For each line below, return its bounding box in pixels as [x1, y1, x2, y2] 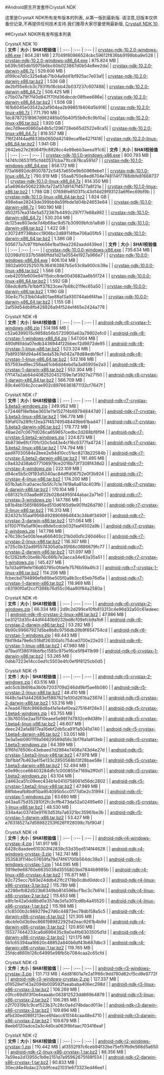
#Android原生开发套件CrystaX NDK [5, 4, 76, 10]
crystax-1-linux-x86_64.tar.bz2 [5, 356, 67, 362]
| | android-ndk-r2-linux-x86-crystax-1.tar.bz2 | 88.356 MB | [5, 1049, 126, 1055]
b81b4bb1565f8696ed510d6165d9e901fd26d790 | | [5, 502, 108, 508]
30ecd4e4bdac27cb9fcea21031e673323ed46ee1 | [5, 1065, 107, 1070]
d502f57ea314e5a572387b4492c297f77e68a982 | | [5, 210, 110, 215]
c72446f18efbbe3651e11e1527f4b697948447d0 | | [5, 408, 106, 414]
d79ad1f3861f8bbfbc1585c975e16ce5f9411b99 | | [5, 648, 104, 653]
